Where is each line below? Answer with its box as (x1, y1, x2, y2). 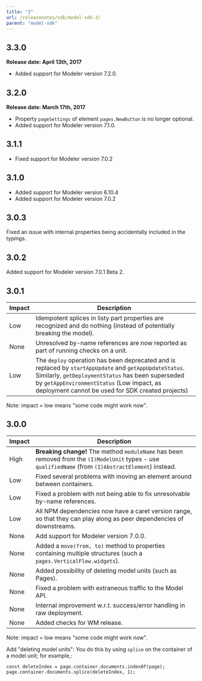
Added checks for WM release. (35, 618, 123, 627)
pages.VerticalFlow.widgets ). (35, 556, 120, 565)
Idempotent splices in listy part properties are (35, 314, 164, 323)
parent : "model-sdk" (6, 20, 58, 26)
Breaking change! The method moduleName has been (35, 447, 183, 455)
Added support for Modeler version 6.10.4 (14, 188, 119, 196)
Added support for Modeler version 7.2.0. (14, 70, 117, 77)
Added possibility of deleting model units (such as (35, 566, 177, 575)
